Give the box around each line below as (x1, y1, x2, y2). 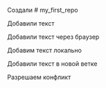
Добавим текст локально (7, 46, 82, 54)
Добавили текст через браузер (7, 33, 100, 41)
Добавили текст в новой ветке (7, 60, 98, 68)
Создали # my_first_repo (7, 6, 78, 14)
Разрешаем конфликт (7, 73, 71, 81)
